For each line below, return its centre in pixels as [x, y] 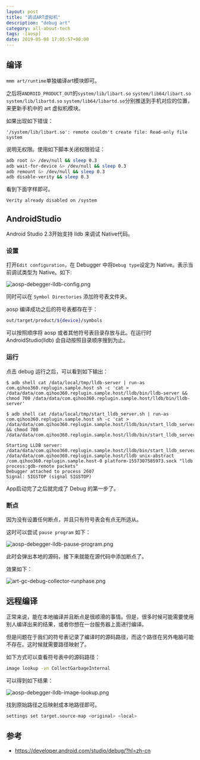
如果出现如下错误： [30, 121]
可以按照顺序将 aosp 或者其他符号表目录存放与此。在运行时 [79, 333]
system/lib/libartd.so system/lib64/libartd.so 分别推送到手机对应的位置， [99, 101]
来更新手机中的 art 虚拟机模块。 [45, 108]
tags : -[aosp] [24, 34]
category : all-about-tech [38, 28]
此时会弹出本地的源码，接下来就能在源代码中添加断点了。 [76, 556]
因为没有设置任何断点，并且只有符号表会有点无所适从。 [74, 519]
